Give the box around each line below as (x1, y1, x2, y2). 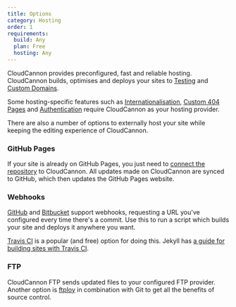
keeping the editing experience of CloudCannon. (7, 126, 149, 134)
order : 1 (7, 23, 33, 30)
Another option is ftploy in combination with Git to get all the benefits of (7, 285, 215, 294)
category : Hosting (7, 17, 61, 24)
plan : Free (13, 43, 46, 50)
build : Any (13, 37, 46, 44)
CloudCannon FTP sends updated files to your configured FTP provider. (7, 277, 216, 286)
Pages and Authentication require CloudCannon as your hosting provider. (7, 105, 220, 113)
